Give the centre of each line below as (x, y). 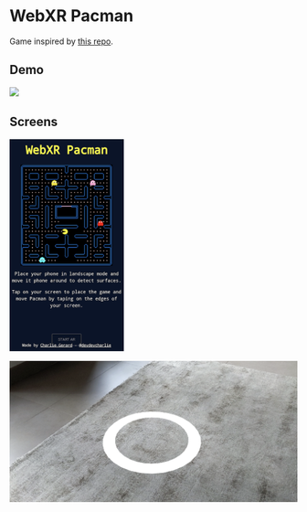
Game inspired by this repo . (62, 41)
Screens (33, 122)
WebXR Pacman (72, 16)
